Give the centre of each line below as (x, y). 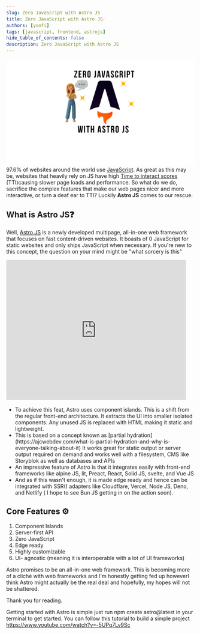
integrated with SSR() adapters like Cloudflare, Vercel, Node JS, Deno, (101, 486)
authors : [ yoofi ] (28, 25)
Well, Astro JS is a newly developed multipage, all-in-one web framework (97, 232)
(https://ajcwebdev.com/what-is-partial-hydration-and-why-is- (93, 441)
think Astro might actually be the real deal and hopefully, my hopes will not (98, 582)
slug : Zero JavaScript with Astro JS (53, 13)
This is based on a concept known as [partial (70, 435)
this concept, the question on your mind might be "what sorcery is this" (94, 251)
